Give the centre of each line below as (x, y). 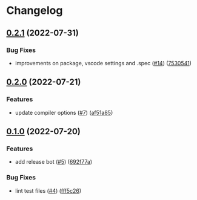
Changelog (35, 11)
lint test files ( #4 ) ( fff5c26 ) (48, 190)
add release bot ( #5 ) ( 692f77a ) (54, 162)
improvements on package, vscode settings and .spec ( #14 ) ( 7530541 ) (103, 63)
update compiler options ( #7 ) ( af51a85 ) (64, 112)
